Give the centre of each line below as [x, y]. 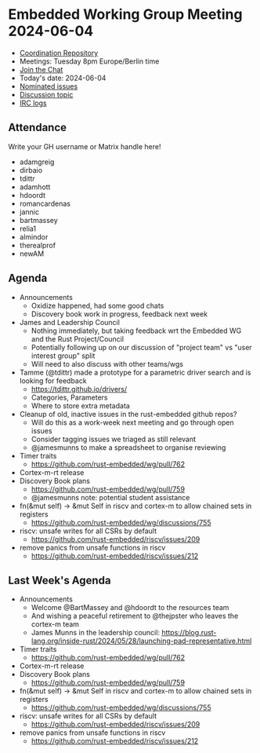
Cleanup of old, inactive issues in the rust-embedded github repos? [128, 414]
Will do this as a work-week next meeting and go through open [132, 422]
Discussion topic [46, 94]
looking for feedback [53, 380]
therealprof [38, 245]
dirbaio [31, 170]
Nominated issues [49, 86]
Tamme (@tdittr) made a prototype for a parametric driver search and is [135, 372]
